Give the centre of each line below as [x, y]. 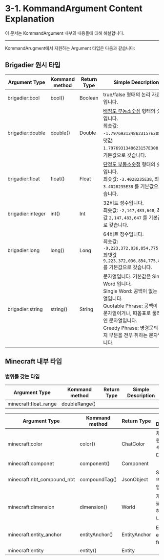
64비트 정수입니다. [123, 234]
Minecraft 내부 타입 [34, 361]
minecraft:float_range [32, 404]
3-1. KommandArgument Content [74, 9]
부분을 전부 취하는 [128, 335]
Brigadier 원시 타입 [33, 65]
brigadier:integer [27, 214]
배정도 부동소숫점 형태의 [129, 111]
